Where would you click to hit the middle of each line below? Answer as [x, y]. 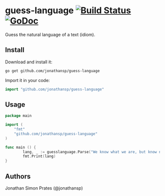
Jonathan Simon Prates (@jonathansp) [44, 188]
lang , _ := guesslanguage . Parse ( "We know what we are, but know [90, 152]
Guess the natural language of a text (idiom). [50, 34]
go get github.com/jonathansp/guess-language [52, 71]
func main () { [21, 147]
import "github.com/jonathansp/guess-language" [55, 89]
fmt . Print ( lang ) [39, 156]
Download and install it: [29, 62]
